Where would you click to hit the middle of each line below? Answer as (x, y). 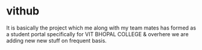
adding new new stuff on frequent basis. (56, 40)
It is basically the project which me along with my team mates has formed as (101, 28)
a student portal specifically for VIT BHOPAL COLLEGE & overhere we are (97, 34)
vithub (23, 11)
